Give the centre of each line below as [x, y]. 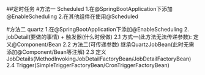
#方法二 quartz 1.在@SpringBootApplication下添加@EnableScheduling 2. [98, 29]
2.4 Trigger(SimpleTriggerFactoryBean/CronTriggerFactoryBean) [88, 65]
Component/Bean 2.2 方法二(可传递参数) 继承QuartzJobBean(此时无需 [106, 44]
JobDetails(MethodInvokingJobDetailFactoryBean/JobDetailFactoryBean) [99, 59]
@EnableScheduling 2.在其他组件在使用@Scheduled [73, 16]
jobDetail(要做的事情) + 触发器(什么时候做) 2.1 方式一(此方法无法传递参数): [99, 37]
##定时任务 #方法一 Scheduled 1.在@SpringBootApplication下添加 [90, 9]
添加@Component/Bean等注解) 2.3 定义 [57, 52]
